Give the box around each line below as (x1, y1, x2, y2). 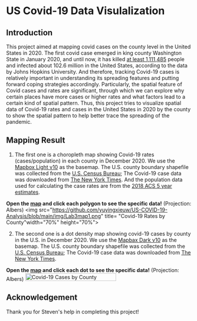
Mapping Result (6, 135, 65, 145)
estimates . (14, 188, 40, 196)
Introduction (6, 28, 53, 38)
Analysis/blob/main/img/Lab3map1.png (6, 212, 101, 219)
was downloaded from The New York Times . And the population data (14, 176, 183, 183)
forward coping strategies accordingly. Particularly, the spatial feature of (6, 81, 183, 88)
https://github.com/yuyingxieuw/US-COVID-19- (52, 206, 168, 213)
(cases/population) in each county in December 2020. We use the (14, 157, 175, 164)
